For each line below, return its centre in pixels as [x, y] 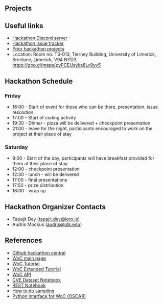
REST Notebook [29, 285]
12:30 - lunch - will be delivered [45, 174]
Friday [13, 95]
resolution [23, 112]
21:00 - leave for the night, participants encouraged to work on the [82, 128]
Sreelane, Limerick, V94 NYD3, [45, 60]
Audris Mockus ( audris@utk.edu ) [47, 224]
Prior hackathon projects [38, 49]
